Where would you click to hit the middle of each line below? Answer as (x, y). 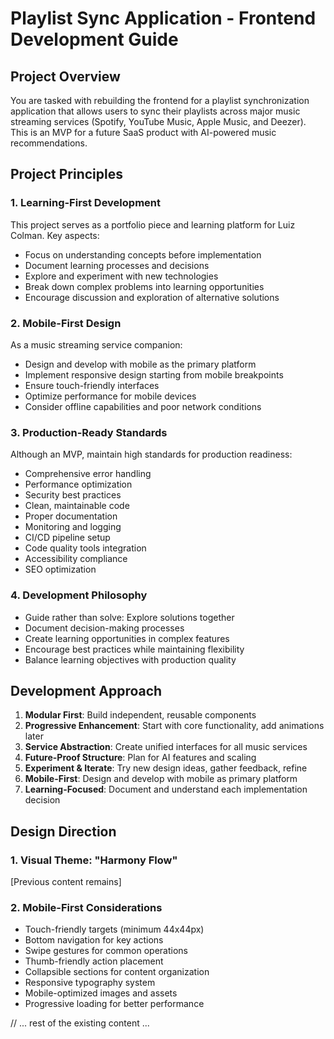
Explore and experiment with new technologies (121, 276)
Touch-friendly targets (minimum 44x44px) (114, 929)
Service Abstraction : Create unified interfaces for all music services (166, 747)
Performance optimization (78, 484)
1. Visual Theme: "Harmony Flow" (94, 860)
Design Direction (63, 831)
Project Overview (65, 76)
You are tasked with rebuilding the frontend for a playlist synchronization (160, 100)
